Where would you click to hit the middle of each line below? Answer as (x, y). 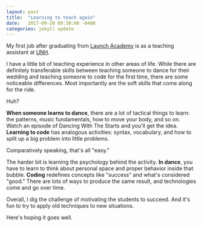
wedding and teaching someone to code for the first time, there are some (97, 77)
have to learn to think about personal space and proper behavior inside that (100, 168)
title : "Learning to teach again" (51, 18)
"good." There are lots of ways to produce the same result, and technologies (101, 181)
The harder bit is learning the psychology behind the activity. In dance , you (99, 162)
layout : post (23, 12)
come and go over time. (36, 188)
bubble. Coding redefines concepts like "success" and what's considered (98, 175)
